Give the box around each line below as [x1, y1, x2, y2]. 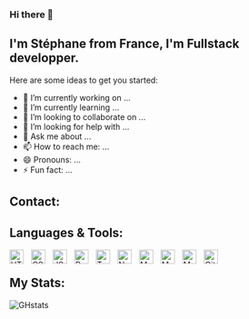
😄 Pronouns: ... [22, 154, 82, 164]
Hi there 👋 [9, 8, 55, 21]
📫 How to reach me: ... [22, 141, 110, 152]
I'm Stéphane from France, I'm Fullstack [9, 36, 240, 52]
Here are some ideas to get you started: [9, 75, 159, 85]
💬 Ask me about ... [22, 131, 92, 142]
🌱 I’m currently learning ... [22, 102, 120, 113]
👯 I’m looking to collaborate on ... [22, 111, 146, 122]
